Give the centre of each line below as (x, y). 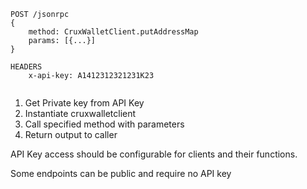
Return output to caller (71, 134)
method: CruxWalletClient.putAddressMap (113, 32)
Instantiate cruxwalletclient (80, 113)
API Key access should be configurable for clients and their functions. (154, 154)
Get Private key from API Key (84, 103)
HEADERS (26, 67)
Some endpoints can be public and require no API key (121, 173)
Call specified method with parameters (104, 124)
